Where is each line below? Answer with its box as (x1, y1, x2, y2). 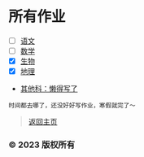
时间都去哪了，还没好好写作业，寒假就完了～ (8, 102, 136, 110)
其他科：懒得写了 (20, 84, 78, 94)
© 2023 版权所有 (8, 139, 76, 150)
